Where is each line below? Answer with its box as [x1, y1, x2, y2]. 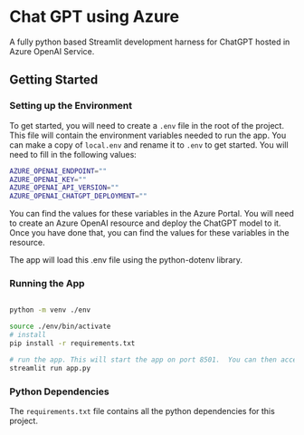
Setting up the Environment [9, 100, 133, 112]
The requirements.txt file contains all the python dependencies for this [9, 405, 276, 416]
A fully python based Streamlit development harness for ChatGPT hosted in [9, 36, 290, 47]
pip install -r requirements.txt [9, 339, 136, 348]
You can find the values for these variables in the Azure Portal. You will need [9, 208, 294, 219]
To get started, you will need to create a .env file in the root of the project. [9, 120, 285, 130]
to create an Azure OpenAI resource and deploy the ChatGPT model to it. [9, 217, 281, 228]
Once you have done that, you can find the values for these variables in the [9, 227, 290, 238]
